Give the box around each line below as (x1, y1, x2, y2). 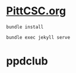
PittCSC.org (6, 4, 66, 18)
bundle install (6, 24, 44, 30)
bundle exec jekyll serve (6, 34, 70, 40)
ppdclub (6, 54, 49, 68)
